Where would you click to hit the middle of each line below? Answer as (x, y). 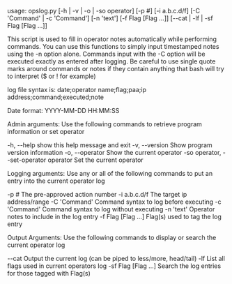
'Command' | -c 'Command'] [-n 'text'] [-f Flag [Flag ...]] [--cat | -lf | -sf (110, 18)
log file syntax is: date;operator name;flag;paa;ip (77, 90)
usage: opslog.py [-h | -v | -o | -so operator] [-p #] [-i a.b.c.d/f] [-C (104, 11)
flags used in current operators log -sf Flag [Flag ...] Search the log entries (114, 266)
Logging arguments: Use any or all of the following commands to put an (110, 173)
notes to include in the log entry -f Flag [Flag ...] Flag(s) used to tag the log (114, 217)
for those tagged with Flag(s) (49, 273)
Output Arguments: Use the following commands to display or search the (112, 238)
